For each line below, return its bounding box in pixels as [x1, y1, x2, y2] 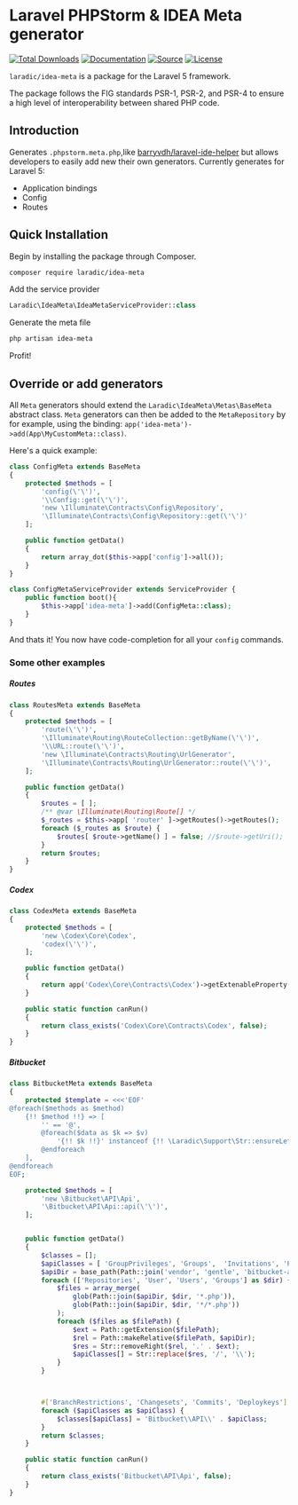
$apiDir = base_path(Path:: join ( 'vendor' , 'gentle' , [41, 1267, 240, 1276]
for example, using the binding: [9, 419, 122, 429]
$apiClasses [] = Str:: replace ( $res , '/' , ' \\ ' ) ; [72, 1350, 256, 1359]
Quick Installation [9, 227, 109, 242]
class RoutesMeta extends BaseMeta [9, 700, 141, 710]
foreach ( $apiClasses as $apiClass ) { [41, 1406, 184, 1415]
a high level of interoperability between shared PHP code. [9, 97, 220, 107]
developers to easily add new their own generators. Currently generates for [9, 156, 286, 167]
